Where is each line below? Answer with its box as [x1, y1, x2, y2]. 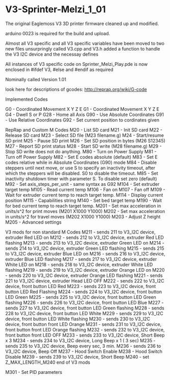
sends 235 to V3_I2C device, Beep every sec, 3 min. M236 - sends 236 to [5, 343, 161, 349]
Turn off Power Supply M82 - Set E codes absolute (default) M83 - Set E [5, 154, 158, 160]
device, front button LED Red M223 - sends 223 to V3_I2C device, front [5, 283, 156, 289]
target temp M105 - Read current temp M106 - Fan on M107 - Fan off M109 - [5, 186, 165, 193]
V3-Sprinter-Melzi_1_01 [5, 4, 106, 15]
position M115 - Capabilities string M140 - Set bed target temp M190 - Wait [5, 197, 162, 203]
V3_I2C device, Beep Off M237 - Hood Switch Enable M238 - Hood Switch [5, 348, 162, 354]
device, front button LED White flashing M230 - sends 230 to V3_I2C [5, 316, 151, 322]
